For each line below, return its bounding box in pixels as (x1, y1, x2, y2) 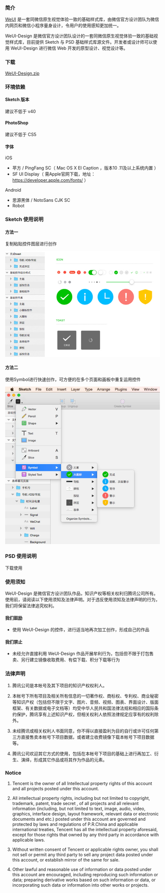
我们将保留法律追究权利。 (5, 603, 57, 609)
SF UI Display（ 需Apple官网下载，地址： (12, 171, 96, 177)
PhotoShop (5, 120, 28, 126)
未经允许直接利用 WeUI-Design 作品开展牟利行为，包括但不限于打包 (12, 651, 150, 657)
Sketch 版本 (5, 97, 29, 103)
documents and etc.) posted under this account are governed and (12, 816, 146, 822)
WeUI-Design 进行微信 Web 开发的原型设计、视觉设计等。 (10, 45, 128, 51)
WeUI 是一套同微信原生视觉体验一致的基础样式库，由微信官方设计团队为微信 (5, 16, 160, 23)
